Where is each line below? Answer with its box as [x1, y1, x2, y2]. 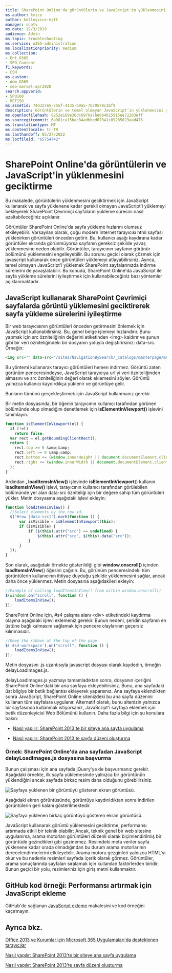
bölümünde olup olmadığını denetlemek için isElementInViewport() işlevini [5, 406, 163, 412]
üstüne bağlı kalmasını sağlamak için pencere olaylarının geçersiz [5, 622, 143, 629]
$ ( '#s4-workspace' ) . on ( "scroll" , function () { [5, 643, 109, 648]
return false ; [14, 431, 45, 436]
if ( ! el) [10, 426, 29, 431]
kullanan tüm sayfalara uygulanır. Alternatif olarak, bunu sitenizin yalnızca [5, 699, 160, 705]
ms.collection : [5, 50, 38, 56]
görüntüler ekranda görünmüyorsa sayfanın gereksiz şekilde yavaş [5, 240, 146, 247]
